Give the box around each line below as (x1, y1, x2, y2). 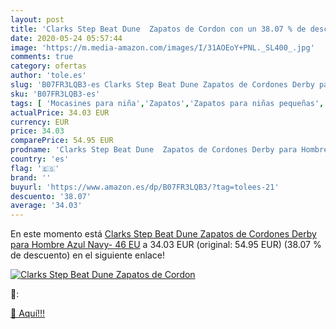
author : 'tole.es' (10, 71, 87, 81)
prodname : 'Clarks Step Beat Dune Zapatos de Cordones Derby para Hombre (10, 145, 329, 155)
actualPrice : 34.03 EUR (10, 107, 110, 118)
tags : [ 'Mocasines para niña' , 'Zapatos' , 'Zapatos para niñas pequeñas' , (10, 98, 325, 108)
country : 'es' (10, 154, 70, 164)
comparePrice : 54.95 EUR (10, 136, 114, 146)
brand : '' (10, 172, 52, 183)
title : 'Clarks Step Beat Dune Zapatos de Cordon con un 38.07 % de (10, 24, 307, 34)
